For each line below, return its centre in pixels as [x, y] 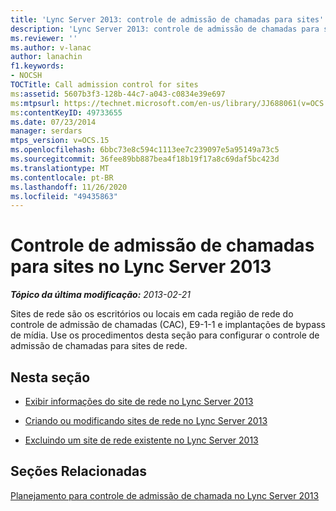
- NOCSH [26, 76]
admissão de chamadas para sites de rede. [99, 346]
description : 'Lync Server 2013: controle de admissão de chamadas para [165, 29]
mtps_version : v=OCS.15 [60, 141]
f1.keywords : [37, 66]
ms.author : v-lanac [51, 47]
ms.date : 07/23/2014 [53, 122]
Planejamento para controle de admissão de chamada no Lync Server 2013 [165, 495]
